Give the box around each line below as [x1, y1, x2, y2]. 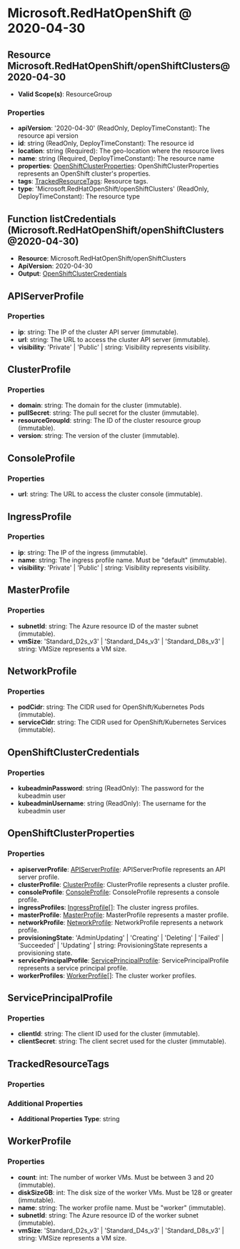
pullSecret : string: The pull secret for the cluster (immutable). [17, 408, 199, 417]
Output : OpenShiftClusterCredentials [17, 269, 127, 278]
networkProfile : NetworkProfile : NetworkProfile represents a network [17, 918, 224, 926]
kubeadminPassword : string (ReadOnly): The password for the [17, 783, 205, 792]
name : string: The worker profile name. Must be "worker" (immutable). [17, 1203, 226, 1212]
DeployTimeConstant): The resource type [17, 192, 141, 201]
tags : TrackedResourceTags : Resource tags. [17, 177, 149, 186]
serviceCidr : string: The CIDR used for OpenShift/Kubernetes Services [17, 718, 227, 726]
